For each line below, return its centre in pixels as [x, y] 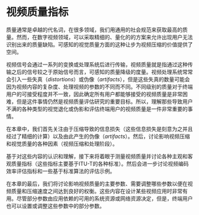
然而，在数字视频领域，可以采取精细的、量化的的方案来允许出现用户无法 [105, 37]
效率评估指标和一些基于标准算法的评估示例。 [61, 171]
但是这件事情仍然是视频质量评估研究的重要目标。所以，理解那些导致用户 [105, 101]
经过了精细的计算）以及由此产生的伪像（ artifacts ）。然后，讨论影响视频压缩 [98, 136]
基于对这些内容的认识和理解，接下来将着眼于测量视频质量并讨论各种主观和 [97, 156]
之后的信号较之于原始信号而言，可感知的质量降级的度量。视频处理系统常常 [102, 72]
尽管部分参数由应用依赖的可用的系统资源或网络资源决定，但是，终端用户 [105, 198]
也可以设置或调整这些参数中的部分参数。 [55, 206]
